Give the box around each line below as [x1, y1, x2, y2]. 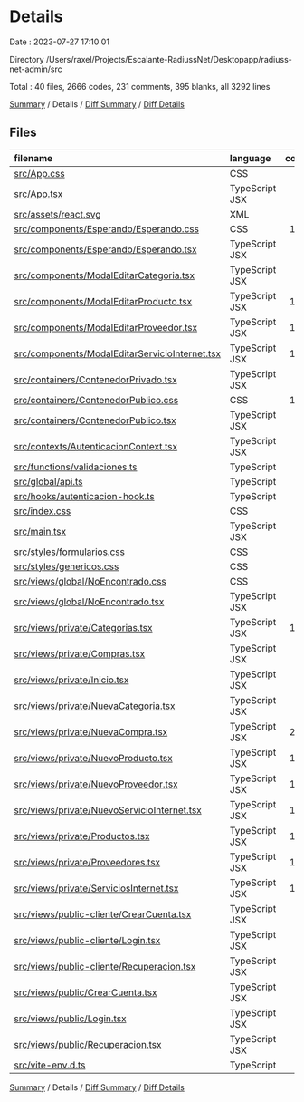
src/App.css [14, 167, 65, 179]
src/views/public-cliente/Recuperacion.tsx [14, 960, 196, 972]
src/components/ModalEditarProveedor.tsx [14, 321, 197, 333]
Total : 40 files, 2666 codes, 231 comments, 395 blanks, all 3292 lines [9, 81, 271, 92]
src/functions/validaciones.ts [14, 460, 138, 473]
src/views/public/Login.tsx [14, 1012, 127, 1025]
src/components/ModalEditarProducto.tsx [14, 295, 193, 307]
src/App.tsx [14, 188, 63, 200]
